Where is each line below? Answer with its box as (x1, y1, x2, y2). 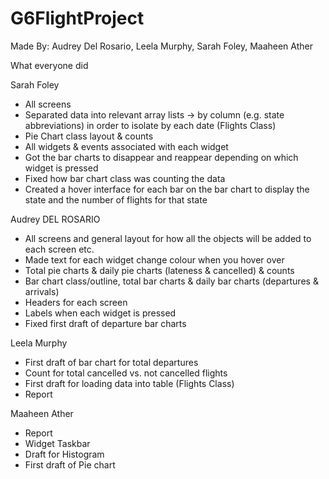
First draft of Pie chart (24, 458, 116, 471)
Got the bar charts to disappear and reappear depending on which (24, 151, 299, 163)
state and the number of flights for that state (24, 193, 208, 206)
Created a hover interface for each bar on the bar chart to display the (24, 183, 310, 195)
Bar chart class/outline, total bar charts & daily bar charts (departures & (24, 275, 319, 287)
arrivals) (24, 285, 60, 297)
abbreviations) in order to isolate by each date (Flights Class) (24, 119, 277, 131)
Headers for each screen (24, 296, 128, 308)
